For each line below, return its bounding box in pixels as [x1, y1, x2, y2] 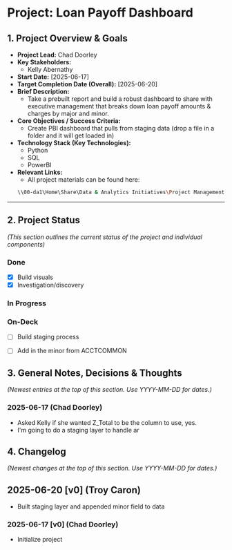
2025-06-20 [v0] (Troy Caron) [7, 484, 142, 495]
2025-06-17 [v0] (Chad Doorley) [7, 520, 119, 529]
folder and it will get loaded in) [27, 131, 115, 140]
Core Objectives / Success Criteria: [17, 117, 121, 125]
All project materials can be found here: [27, 176, 140, 184]
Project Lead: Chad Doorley [17, 50, 97, 59]
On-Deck [7, 316, 39, 326]
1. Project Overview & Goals [7, 32, 128, 44]
